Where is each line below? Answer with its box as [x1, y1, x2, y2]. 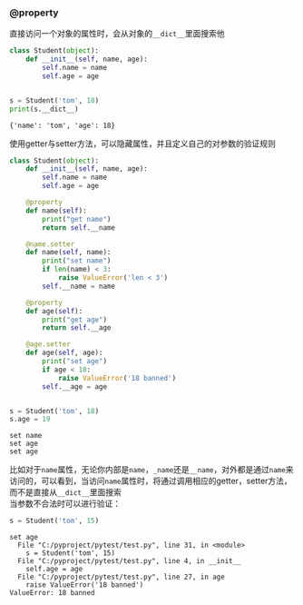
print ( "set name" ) [42, 256, 112, 265]
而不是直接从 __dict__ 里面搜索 [9, 487, 122, 498]
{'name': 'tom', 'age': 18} [9, 121, 116, 130]
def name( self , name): [25, 248, 112, 257]
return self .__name [42, 223, 116, 233]
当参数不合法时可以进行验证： [9, 498, 121, 510]
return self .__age [42, 323, 112, 332]
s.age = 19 [9, 415, 51, 424]
